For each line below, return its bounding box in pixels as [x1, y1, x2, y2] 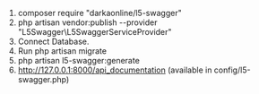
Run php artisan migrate [17, 46, 108, 56]
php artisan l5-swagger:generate [17, 56, 141, 65]
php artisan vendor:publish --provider [17, 17, 158, 28]
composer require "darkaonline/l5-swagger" [17, 8, 182, 18]
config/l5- [213, 64, 251, 75]
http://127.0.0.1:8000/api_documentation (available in [17, 64, 212, 75]
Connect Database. [17, 36, 90, 47]
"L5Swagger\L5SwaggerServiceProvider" [17, 27, 172, 37]
